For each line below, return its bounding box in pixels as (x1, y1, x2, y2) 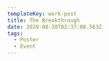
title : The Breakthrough (7, 17, 80, 24)
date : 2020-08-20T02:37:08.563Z (7, 23, 102, 30)
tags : (7, 29, 23, 37)
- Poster (13, 36, 39, 43)
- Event (13, 43, 37, 50)
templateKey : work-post (7, 10, 77, 18)
